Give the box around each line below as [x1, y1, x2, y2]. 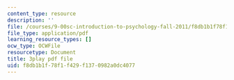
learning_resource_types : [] [7, 36, 92, 43]
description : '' [7, 17, 54, 24]
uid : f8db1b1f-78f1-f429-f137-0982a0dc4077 [7, 62, 136, 69]
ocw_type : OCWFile [7, 42, 61, 49]
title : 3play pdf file [7, 56, 73, 63]
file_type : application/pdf [7, 29, 89, 37]
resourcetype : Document [7, 49, 77, 56]
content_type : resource [7, 10, 77, 17]
